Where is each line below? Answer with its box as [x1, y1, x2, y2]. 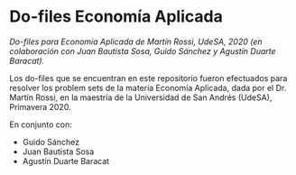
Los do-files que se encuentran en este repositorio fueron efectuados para [9, 72, 288, 83]
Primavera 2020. [9, 101, 71, 112]
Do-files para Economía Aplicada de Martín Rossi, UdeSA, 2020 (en [9, 36, 263, 47]
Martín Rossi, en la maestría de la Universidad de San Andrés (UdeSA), [9, 92, 273, 103]
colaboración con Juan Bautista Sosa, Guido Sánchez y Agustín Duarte [9, 45, 277, 56]
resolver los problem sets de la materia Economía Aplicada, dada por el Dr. [9, 82, 287, 93]
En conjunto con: [9, 119, 72, 130]
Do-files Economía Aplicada [9, 6, 223, 27]
